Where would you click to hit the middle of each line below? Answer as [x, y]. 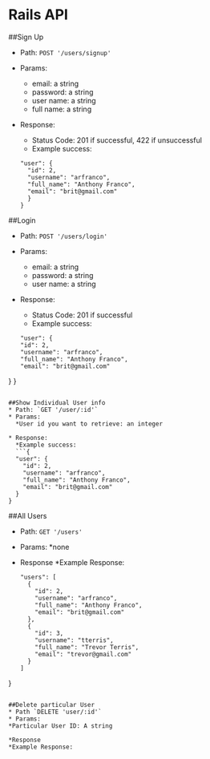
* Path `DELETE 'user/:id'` [55, 712]
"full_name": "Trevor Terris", [87, 647]
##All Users [28, 515]
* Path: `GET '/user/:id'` [53, 410]
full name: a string [62, 109]
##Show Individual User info [57, 402]
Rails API [38, 15]
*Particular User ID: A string [61, 726]
